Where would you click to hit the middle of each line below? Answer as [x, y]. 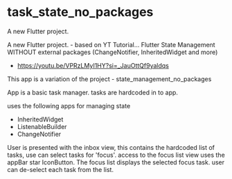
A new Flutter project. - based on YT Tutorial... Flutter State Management [111, 44]
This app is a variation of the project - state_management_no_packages [109, 79]
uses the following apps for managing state [69, 105]
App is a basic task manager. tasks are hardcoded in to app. [93, 92]
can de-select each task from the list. [61, 169]
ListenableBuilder [42, 126]
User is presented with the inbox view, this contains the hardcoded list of [111, 147]
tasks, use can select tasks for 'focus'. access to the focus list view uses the [116, 155]
